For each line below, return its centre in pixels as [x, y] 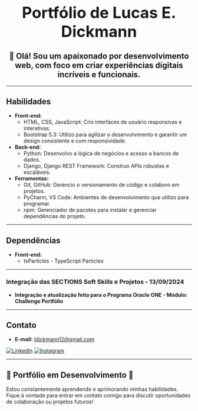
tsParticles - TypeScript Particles [63, 261]
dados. [32, 160]
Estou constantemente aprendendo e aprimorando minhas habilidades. [92, 389]
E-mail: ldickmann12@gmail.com [55, 339]
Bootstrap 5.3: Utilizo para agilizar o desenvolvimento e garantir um [105, 135]
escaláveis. [37, 172]
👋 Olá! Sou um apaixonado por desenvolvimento [99, 56]
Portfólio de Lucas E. [99, 12]
